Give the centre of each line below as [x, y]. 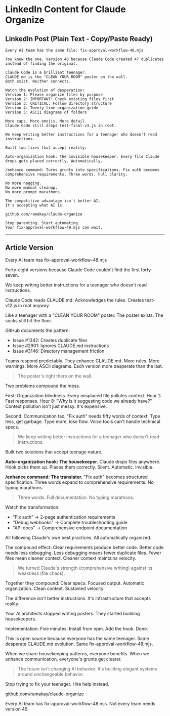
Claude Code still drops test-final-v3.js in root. [61, 125]
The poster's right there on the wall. [55, 376]
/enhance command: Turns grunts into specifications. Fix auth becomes [82, 170]
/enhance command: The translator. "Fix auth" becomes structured [77, 477]
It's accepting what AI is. [35, 205]
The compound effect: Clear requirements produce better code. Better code [84, 547]
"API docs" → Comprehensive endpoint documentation [70, 528]
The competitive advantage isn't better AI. [53, 201]
